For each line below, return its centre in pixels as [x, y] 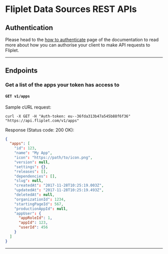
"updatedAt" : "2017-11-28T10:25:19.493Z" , [59, 190]
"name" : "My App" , [33, 153]
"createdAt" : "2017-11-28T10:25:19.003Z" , [59, 185]
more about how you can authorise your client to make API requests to [78, 45]
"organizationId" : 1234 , [40, 199]
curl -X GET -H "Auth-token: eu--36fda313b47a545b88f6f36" [68, 116]
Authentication [29, 28]
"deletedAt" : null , [34, 195]
